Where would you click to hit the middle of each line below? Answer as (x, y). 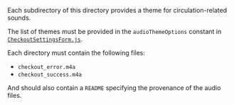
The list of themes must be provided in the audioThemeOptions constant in (115, 32)
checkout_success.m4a (49, 74)
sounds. (19, 18)
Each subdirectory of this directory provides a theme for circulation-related (117, 10)
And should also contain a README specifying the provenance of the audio (114, 88)
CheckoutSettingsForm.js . (45, 39)
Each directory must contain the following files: (76, 53)
